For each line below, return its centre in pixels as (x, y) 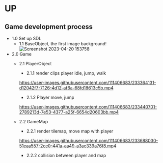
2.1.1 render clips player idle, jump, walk (66, 73)
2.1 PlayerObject (35, 64)
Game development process (49, 27)
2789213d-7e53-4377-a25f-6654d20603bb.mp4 (69, 112)
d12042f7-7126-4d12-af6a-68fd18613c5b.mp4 (66, 88)
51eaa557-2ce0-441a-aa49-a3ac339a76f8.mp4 (68, 146)
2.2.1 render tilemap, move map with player (70, 131)
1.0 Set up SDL (27, 38)
